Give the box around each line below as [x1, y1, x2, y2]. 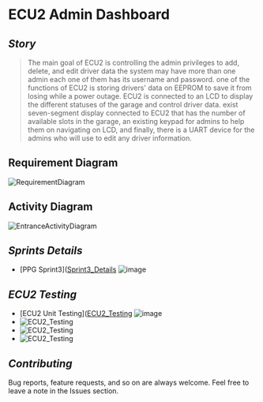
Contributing [8, 357, 73, 370]
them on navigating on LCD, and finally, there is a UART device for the [27, 125, 255, 134]
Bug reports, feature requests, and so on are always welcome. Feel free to [8, 378, 250, 388]
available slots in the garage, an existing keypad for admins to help [27, 117, 245, 126]
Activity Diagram [8, 200, 93, 214]
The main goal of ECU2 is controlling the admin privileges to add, [27, 58, 239, 67]
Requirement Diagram [8, 156, 118, 170]
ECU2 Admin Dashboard [8, 6, 170, 24]
